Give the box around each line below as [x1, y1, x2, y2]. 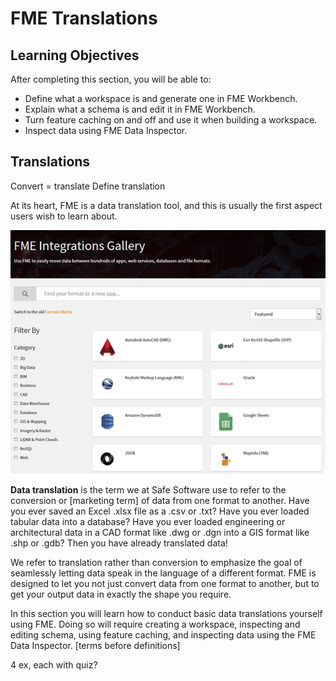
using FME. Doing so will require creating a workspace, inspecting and [10, 618, 301, 630]
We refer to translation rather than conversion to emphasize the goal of [10, 556, 303, 568]
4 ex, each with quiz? [10, 658, 98, 671]
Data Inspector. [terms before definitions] [10, 639, 181, 651]
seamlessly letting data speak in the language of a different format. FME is [10, 567, 317, 579]
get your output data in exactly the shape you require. [10, 588, 232, 600]
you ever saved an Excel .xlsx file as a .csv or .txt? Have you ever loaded [10, 505, 310, 517]
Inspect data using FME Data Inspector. [24, 125, 188, 136]
